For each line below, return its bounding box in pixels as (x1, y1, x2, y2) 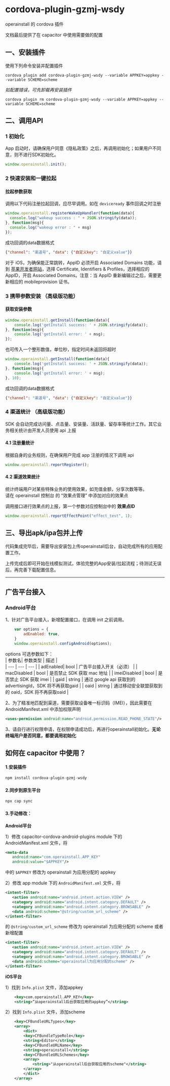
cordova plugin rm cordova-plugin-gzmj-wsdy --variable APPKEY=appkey (5, 97, 157, 102)
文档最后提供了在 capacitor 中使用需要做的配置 (5, 32, 103, 38)
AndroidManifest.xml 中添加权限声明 (5, 706, 81, 712)
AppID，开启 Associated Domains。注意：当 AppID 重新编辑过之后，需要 (5, 272, 158, 278)
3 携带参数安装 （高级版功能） (5, 292, 78, 299)
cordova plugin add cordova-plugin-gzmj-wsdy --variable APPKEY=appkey (5, 73, 159, 78)
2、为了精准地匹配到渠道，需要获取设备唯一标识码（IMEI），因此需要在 (5, 700, 153, 706)
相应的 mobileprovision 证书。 (9, 278, 72, 285)
